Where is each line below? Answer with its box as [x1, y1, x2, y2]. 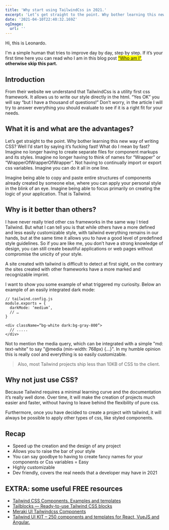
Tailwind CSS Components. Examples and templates [12, 498, 121, 504]
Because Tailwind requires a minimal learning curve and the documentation [5, 389, 161, 395]
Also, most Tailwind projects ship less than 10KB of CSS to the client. [17, 361, 160, 367]
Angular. [12, 519, 30, 525]
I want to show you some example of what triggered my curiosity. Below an [5, 281, 161, 287]
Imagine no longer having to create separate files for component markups [5, 148, 158, 154]
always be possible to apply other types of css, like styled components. [5, 415, 153, 421]
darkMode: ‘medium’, [10, 305, 53, 310]
